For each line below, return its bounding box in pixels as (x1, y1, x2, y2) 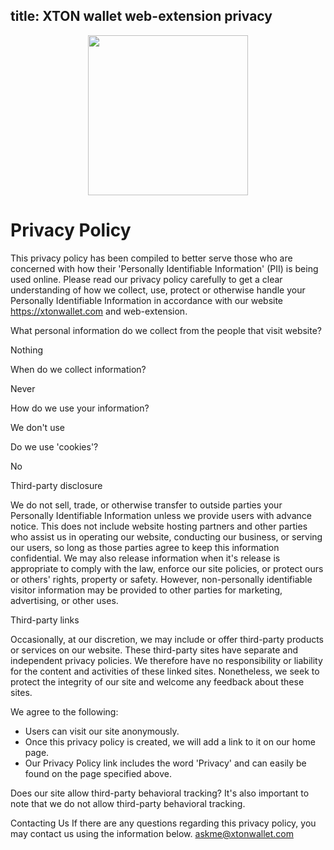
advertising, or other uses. (10, 594, 119, 606)
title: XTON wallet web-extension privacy (10, 8, 273, 25)
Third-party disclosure (10, 479, 103, 491)
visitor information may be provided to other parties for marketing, (10, 584, 283, 596)
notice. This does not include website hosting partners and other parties (10, 520, 308, 532)
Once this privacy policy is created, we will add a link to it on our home (24, 735, 316, 748)
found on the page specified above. (24, 767, 172, 779)
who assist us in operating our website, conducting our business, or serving (10, 530, 323, 543)
